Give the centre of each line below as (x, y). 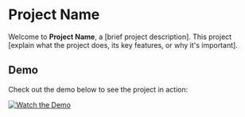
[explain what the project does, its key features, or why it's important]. (123, 45)
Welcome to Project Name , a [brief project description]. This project (120, 37)
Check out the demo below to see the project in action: (98, 89)
